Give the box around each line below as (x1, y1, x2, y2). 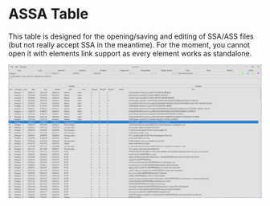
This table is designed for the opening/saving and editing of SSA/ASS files (8, 31, 255, 41)
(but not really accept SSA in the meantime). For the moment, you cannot (8, 39, 251, 49)
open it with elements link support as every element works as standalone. (8, 48, 252, 58)
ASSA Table (8, 5, 89, 23)
